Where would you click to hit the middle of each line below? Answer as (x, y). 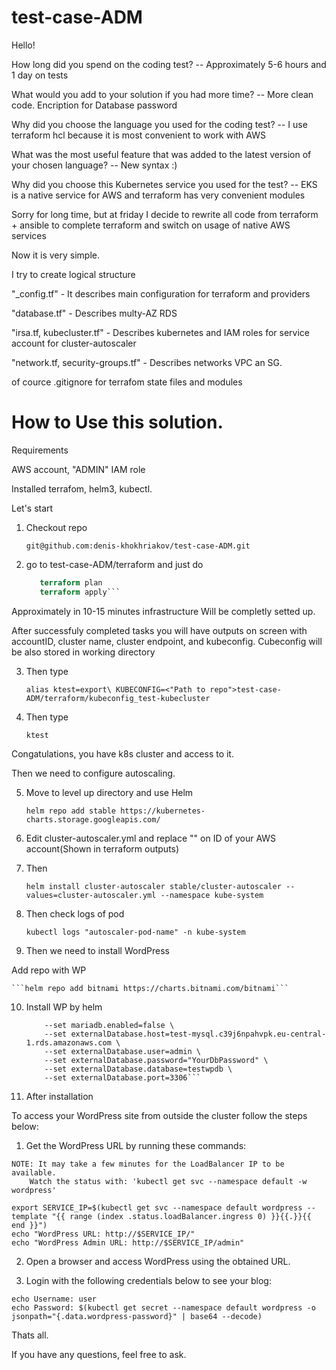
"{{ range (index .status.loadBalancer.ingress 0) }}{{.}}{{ (181, 1216)
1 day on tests (40, 75)
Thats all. (30, 1335)
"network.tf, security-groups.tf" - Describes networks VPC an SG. (147, 362)
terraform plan (71, 582)
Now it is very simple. (55, 255)
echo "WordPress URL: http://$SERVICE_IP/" (103, 1234)
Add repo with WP (49, 970)
